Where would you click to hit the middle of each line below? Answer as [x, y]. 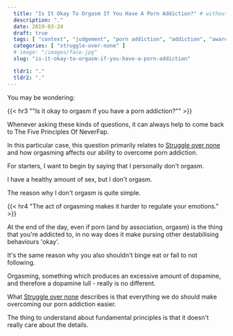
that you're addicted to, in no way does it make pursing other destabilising [113, 234]
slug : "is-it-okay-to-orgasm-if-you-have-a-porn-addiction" [102, 59]
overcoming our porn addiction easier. [62, 304]
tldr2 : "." [29, 78]
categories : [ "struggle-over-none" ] [70, 46]
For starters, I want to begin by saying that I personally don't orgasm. [106, 166]
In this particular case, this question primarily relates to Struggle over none [114, 145]
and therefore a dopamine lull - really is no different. [81, 283]
